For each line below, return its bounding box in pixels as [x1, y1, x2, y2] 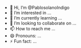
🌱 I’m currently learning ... [9, 15, 62, 21]
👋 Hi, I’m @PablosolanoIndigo [9, 5, 70, 10]
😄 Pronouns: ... [9, 33, 42, 39]
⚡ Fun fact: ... [9, 38, 37, 44]
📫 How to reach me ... [9, 26, 55, 31]
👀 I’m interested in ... [9, 10, 52, 16]
